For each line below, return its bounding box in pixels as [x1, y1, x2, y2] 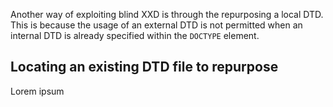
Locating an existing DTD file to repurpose [10, 59, 279, 76]
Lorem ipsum [10, 85, 65, 97]
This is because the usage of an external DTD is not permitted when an [10, 19, 303, 31]
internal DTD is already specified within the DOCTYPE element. [10, 30, 260, 41]
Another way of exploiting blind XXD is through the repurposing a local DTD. [10, 9, 324, 20]
